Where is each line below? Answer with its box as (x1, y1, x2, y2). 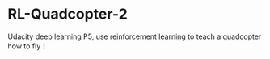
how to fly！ (7, 41, 49, 51)
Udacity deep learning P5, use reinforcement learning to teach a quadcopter (7, 32, 262, 41)
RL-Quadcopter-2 (7, 5, 129, 23)
